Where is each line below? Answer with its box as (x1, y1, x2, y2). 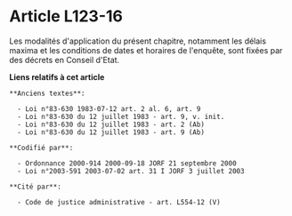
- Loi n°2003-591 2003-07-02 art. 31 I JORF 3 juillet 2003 (17, 166, 245, 175)
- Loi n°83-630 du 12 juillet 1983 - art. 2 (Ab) (17, 120, 205, 129)
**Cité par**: (9, 182, 62, 191)
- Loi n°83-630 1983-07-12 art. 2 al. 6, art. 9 (17, 104, 201, 113)
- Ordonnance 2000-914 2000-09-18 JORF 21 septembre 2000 (17, 158, 238, 168)
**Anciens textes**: (9, 89, 86, 98)
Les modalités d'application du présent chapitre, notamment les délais (9, 36, 267, 46)
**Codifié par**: (9, 143, 74, 152)
